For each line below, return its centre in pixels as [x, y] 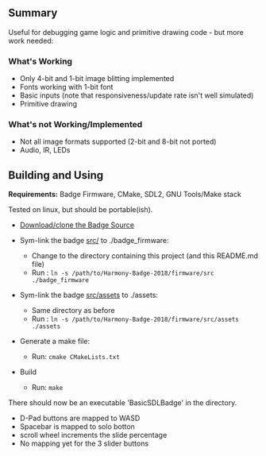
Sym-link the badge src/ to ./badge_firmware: [94, 241]
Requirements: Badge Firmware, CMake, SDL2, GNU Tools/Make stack [125, 195]
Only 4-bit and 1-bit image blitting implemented [97, 79]
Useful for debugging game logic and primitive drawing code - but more [126, 32]
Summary [33, 13]
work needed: [31, 41]
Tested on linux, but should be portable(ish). [81, 210]
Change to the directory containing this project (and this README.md [145, 256]
